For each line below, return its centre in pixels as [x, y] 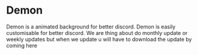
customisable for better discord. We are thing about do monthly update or [97, 33]
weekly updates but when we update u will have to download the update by [99, 39]
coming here [22, 46]
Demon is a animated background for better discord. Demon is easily [91, 27]
